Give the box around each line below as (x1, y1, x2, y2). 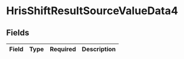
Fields (6, 28, 30, 38)
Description (81, 45, 116, 53)
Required (50, 45, 76, 53)
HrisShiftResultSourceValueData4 (6, 4, 178, 18)
